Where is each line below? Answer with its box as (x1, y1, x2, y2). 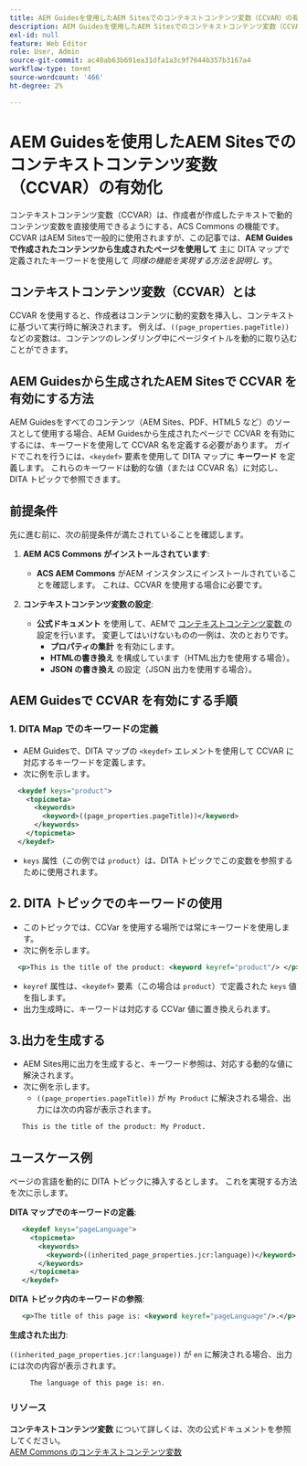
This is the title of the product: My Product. (21, 1123, 206, 1132)
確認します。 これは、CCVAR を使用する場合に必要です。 (52, 579, 268, 590)
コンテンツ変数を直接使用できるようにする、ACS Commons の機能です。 (9, 220, 284, 231)
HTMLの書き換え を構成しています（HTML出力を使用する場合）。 (49, 652, 295, 663)
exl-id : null (9, 30, 59, 39)
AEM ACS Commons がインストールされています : (22, 549, 210, 559)
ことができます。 (9, 344, 73, 355)
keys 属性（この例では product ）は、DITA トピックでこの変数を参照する (22, 855, 293, 866)
